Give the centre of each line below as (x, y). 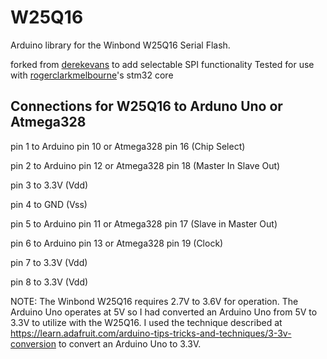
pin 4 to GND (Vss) (49, 204)
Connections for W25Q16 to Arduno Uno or (146, 106)
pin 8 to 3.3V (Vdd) (49, 282)
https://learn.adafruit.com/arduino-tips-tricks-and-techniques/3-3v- (151, 333)
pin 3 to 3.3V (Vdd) (49, 185)
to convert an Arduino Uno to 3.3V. (130, 343)
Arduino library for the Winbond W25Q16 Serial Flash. (120, 45)
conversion (33, 343)
